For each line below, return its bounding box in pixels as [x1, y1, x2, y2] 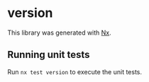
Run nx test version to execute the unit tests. [7, 67, 143, 76]
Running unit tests [7, 49, 90, 61]
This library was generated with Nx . [7, 28, 111, 37]
